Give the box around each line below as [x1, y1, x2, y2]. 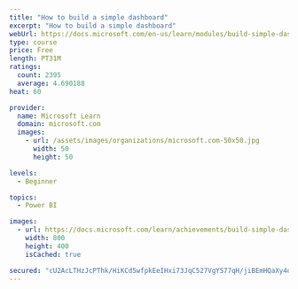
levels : [9, 168, 38, 177]
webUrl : [9, 29, 38, 38]
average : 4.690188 [17, 79, 86, 88]
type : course [9, 37, 58, 47]
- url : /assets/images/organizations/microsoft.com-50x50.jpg [25, 137, 260, 145]
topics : [9, 192, 38, 202]
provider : [9, 103, 46, 112]
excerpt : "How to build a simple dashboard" [9, 21, 176, 30]
